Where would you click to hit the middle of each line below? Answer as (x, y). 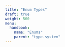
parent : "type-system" (37, 37)
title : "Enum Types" (26, 10)
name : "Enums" (28, 32)
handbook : (19, 28)
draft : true (17, 14)
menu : (11, 23)
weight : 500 (17, 19)
